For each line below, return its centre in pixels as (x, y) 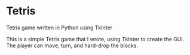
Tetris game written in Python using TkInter (59, 27)
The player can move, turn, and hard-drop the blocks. (72, 45)
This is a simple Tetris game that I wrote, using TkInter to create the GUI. (95, 39)
